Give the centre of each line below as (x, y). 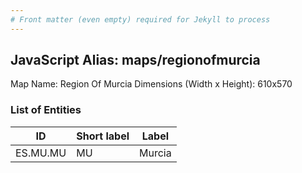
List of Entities (46, 110)
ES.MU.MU (41, 153)
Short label (103, 136)
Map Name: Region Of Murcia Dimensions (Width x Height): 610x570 (151, 84)
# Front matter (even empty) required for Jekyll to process (140, 19)
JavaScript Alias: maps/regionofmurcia (135, 60)
